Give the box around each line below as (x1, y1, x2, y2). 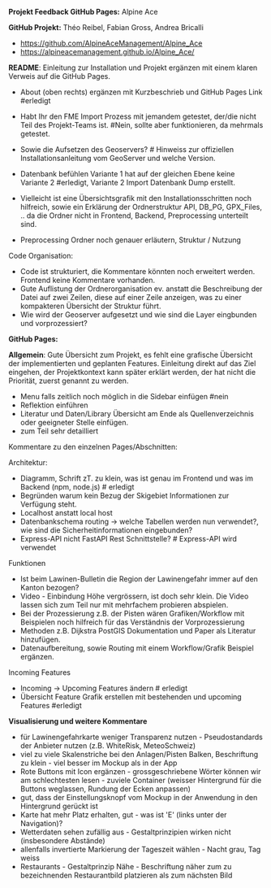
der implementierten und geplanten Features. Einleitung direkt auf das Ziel (8, 359, 256, 368)
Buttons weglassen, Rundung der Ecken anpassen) (19, 784, 191, 794)
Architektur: (8, 458, 48, 467)
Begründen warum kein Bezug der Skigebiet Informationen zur (19, 491, 230, 500)
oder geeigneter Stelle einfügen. (19, 418, 129, 427)
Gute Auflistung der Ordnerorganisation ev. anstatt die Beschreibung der (19, 284, 263, 294)
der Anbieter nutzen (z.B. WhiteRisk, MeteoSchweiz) (19, 741, 196, 751)
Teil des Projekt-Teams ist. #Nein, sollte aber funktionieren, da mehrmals (19, 120, 264, 129)
